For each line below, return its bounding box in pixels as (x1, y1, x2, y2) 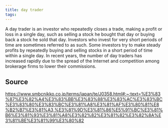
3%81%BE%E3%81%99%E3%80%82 (5, 117, 84, 123)
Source (5, 77, 29, 86)
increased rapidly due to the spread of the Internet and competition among (5, 58, 159, 64)
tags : (5, 12, 17, 17)
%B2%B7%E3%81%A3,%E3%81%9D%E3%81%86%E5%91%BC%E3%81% (5, 107, 163, 113)
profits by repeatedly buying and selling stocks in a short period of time (5, 47, 153, 53)
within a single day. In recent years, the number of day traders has (5, 52, 142, 58)
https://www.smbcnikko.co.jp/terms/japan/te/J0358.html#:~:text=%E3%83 (5, 91, 161, 97)
